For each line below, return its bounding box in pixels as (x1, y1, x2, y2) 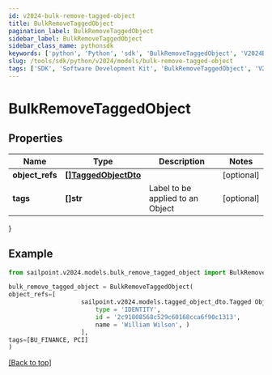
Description (159, 156, 205, 167)
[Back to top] (8, 358, 52, 368)
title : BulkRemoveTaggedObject (8, 19, 114, 28)
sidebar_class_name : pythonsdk (8, 42, 114, 50)
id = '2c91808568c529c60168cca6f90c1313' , (95, 313, 241, 321)
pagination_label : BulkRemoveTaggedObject (8, 27, 154, 35)
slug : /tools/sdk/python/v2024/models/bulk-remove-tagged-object (8, 58, 233, 66)
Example (8, 247, 53, 261)
